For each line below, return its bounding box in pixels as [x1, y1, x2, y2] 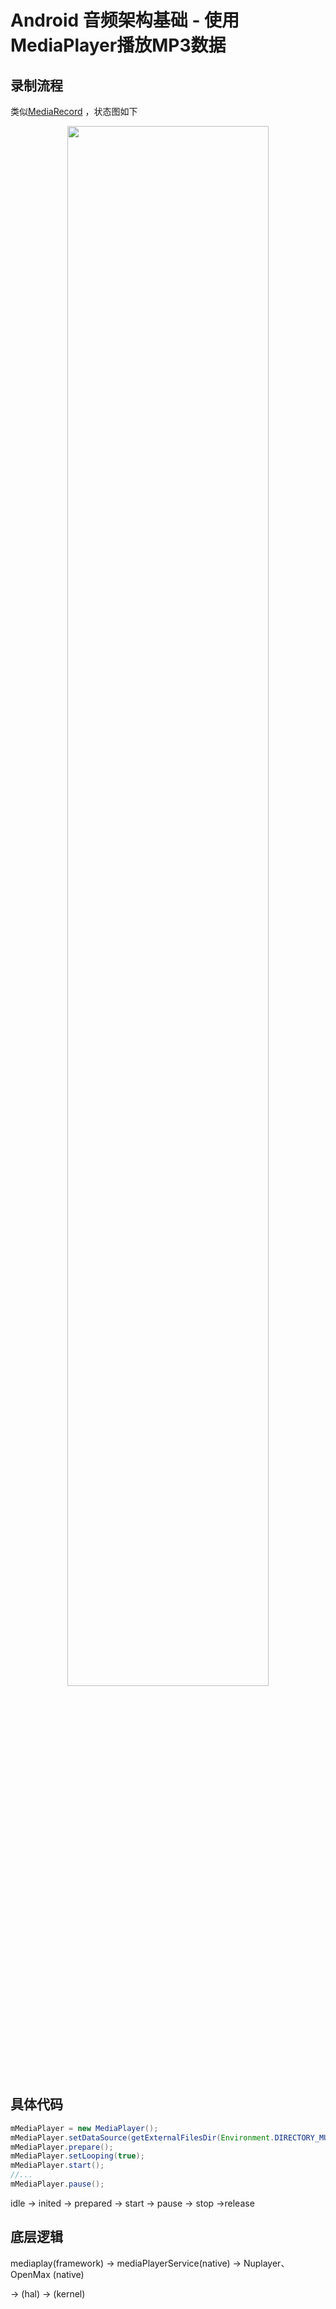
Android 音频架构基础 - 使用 [10, 9, 240, 32]
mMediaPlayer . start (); [10, 2161, 105, 2171]
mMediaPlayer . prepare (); [10, 2142, 114, 2152]
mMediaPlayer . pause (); [10, 2179, 105, 2190]
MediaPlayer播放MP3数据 [10, 34, 227, 57]
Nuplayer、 [243, 2257, 290, 2269]
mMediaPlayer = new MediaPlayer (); [10, 2123, 159, 2133]
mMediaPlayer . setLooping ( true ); [10, 2151, 145, 2161]
